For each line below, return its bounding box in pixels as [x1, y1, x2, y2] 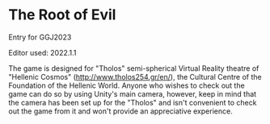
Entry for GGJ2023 [8, 32, 72, 42]
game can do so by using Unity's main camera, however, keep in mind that [8, 89, 257, 98]
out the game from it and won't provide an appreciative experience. [8, 106, 233, 116]
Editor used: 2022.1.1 [8, 48, 77, 57]
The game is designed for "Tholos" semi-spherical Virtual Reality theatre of [8, 63, 259, 73]
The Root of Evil [8, 6, 116, 24]
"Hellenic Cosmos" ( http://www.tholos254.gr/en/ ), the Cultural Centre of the [8, 72, 262, 81]
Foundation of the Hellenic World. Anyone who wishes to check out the [8, 81, 245, 90]
